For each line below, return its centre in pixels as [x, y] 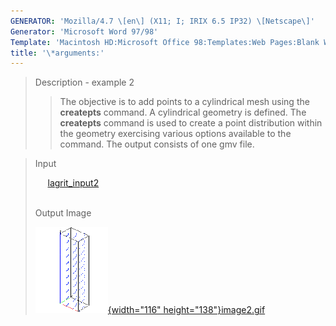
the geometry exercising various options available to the [175, 134]
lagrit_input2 [73, 183]
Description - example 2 [84, 82]
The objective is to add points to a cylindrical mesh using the [184, 102]
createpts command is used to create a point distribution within [191, 123]
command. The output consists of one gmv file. [157, 144]
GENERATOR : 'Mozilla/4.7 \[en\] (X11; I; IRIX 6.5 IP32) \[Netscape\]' [162, 21]
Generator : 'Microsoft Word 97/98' [84, 31]
